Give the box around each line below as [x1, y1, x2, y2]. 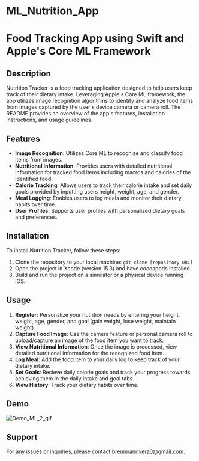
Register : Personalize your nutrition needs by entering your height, [14, 311, 180, 318]
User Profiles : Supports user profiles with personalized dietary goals [14, 207, 185, 214]
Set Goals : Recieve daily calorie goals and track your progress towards [14, 368, 191, 376]
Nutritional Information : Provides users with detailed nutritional [14, 162, 173, 169]
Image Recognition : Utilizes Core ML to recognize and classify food [14, 150, 183, 157]
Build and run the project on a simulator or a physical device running [14, 271, 184, 278]
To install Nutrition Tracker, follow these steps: [6, 246, 121, 254]
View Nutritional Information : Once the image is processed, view [14, 343, 177, 350]
